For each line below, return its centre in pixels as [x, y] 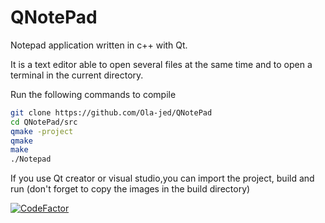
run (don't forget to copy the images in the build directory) [130, 189]
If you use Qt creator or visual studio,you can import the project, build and [162, 178]
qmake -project [42, 131]
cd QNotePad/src [44, 122]
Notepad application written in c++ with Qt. [99, 45]
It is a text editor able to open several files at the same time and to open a [161, 64]
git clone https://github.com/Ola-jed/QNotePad [111, 112]
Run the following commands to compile [93, 94]
